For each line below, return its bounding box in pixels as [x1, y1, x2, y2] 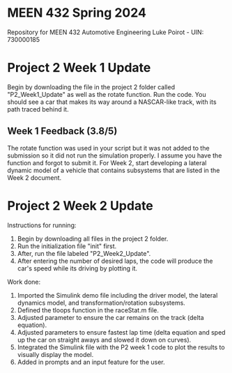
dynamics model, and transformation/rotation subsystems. [17, 298, 186, 307]
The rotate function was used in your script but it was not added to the [7, 144, 210, 152]
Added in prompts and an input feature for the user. [17, 358, 165, 366]
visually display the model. [17, 350, 94, 358]
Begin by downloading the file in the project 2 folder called [7, 82, 176, 91]
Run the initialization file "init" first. [17, 242, 117, 250]
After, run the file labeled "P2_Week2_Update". [17, 249, 151, 257]
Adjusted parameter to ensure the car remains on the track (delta [17, 313, 204, 321]
